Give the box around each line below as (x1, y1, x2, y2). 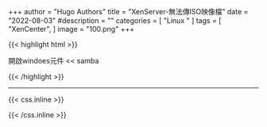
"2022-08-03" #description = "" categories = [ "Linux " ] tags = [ (8, 16, 222, 25)
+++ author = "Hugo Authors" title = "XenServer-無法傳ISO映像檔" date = (8, 7, 249, 16)
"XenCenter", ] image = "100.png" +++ (8, 25, 135, 33)
